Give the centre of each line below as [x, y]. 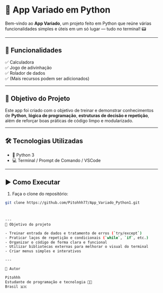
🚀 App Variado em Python [58, 10]
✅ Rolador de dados [25, 73]
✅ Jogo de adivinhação [28, 67]
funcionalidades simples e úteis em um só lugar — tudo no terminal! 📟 [76, 29]
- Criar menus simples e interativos [43, 251]
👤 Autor [13, 269]
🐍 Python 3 [23, 155]
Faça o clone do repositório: [40, 194]
